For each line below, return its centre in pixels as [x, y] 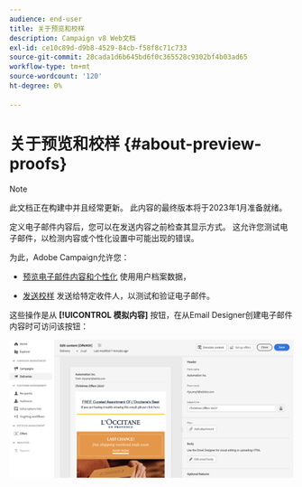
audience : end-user [46, 19]
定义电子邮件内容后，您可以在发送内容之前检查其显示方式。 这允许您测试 [145, 227]
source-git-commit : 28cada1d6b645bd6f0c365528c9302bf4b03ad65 [128, 57]
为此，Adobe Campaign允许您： [69, 257]
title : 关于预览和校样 [47, 28]
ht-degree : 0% [36, 86]
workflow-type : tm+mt [50, 67]
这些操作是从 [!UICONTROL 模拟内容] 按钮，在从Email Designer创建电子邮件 [151, 314]
